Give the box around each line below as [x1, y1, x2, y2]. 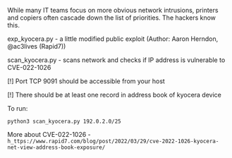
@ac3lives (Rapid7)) [7, 42, 66, 50]
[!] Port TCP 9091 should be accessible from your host [7, 77, 166, 85]
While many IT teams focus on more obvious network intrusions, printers [7, 6, 219, 14]
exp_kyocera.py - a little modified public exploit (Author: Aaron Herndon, [7, 35, 219, 43]
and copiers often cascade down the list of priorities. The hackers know [7, 13, 216, 22]
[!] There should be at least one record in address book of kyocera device [7, 91, 222, 99]
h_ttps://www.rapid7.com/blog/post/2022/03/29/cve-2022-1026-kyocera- [7, 138, 219, 145]
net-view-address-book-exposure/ [7, 144, 106, 151]
